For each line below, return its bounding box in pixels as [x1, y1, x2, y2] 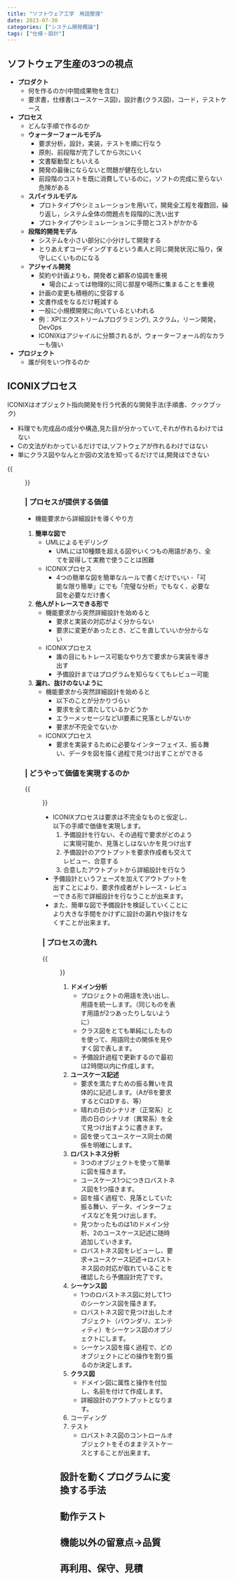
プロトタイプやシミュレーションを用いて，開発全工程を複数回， [38, 201, 222, 210]
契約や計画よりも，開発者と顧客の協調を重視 [38, 272, 168, 280]
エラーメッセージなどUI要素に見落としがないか [55, 714, 192, 722]
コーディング [69, 1413, 107, 1422]
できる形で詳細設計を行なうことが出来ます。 [58, 892, 187, 900]
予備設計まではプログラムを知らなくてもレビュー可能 [55, 670, 209, 679]
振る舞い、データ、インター [80, 1202, 161, 1211]
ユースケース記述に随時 [102, 1228, 170, 1237]
